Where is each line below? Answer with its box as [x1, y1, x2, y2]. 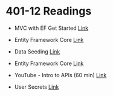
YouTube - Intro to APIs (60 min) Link [14, 71, 107, 78]
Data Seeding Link [14, 47, 60, 55]
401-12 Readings [5, 4, 92, 18]
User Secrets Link [14, 83, 59, 91]
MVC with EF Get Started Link [14, 24, 89, 32]
